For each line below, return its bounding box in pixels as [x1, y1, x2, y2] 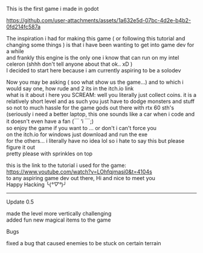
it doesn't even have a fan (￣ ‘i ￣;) [6, 117, 94, 125]
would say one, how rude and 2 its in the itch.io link [6, 85, 134, 92]
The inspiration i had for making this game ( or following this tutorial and [6, 35, 185, 42]
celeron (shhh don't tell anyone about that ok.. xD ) [6, 60, 133, 67]
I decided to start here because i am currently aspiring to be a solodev [6, 67, 181, 74]
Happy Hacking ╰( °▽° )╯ [6, 181, 67, 188]
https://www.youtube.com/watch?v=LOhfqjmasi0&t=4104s [6, 168, 152, 175]
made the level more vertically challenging [6, 210, 112, 217]
